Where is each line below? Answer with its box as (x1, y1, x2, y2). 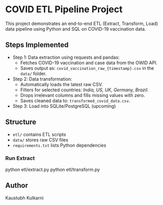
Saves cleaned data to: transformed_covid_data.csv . (20, 97, 130, 104)
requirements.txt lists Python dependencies (12, 142, 106, 148)
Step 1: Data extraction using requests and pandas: (12, 54, 120, 60)
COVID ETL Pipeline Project (5, 4, 123, 15)
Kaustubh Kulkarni (5, 195, 44, 201)
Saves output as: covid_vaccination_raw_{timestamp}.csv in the (20, 65, 154, 71)
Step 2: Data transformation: (12, 75, 72, 82)
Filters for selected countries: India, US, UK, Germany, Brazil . (20, 87, 149, 93)
